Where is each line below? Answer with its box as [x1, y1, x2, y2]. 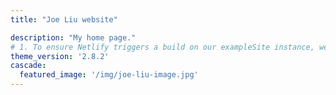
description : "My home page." [10, 32, 137, 43]
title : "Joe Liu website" [10, 14, 118, 25]
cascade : [10, 61, 47, 71]
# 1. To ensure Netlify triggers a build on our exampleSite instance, [10, 42, 315, 52]
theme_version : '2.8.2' [10, 51, 110, 61]
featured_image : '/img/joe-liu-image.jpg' [19, 70, 199, 80]
